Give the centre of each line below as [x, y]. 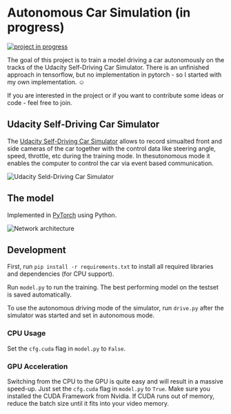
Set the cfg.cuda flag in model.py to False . [67, 348]
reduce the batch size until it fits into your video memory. [88, 403]
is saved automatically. [40, 294]
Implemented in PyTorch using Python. [62, 215]
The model [31, 198]
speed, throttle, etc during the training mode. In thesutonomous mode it [109, 156]
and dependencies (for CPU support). [61, 274]
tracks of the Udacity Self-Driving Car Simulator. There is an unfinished [108, 67]
